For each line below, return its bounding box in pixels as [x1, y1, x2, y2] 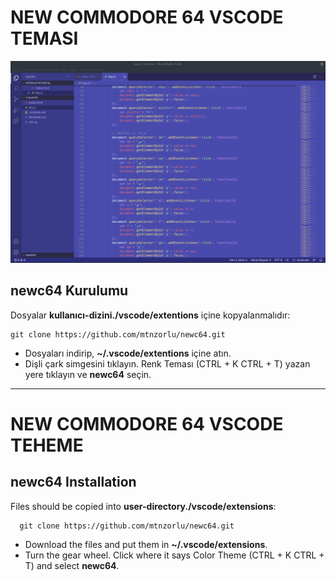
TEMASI [10, 27, 79, 50]
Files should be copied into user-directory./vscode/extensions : [10, 500, 277, 512]
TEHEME [10, 434, 84, 456]
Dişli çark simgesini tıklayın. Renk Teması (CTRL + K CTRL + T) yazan [24, 357, 311, 370]
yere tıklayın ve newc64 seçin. [24, 368, 152, 380]
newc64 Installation [10, 474, 137, 491]
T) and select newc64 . [24, 559, 120, 571]
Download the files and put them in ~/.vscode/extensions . [24, 538, 268, 550]
